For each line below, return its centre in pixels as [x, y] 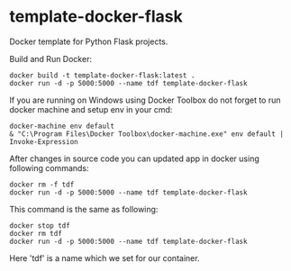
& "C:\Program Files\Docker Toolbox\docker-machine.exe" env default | [146, 134]
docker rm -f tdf [42, 185]
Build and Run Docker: [51, 59]
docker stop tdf [40, 226]
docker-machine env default [62, 126]
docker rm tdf [36, 233]
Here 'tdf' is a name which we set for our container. [105, 257]
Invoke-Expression [44, 141]
